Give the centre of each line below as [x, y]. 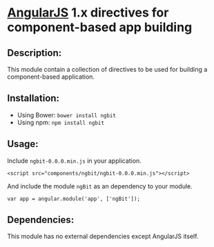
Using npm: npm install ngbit [61, 122]
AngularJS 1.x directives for [88, 13]
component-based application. [51, 77]
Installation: [33, 98]
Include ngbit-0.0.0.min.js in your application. [74, 161]
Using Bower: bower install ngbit [66, 115]
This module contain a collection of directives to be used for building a [107, 69]
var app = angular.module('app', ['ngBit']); [74, 199]
